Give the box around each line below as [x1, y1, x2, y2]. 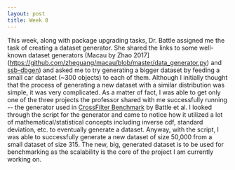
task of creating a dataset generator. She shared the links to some [7, 43, 198, 52]
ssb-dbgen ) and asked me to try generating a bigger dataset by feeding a [7, 66, 220, 74]
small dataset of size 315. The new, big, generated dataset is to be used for [7, 140, 224, 148]
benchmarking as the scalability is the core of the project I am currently [7, 148, 214, 156]
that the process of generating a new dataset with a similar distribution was [7, 80, 225, 89]
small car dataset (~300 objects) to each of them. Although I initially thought [7, 73, 228, 81]
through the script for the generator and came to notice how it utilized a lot [7, 110, 223, 119]
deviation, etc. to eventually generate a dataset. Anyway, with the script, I [7, 125, 220, 134]
